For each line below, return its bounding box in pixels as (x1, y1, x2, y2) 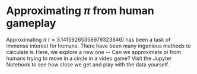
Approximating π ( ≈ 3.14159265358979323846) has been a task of (6, 36, 171, 43)
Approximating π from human (6, 4, 154, 18)
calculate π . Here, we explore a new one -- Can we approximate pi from (6, 48, 182, 55)
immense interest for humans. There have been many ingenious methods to (6, 42, 191, 49)
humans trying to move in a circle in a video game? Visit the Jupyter (6, 55, 172, 62)
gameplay (6, 16, 56, 30)
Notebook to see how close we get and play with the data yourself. (6, 60, 170, 68)
